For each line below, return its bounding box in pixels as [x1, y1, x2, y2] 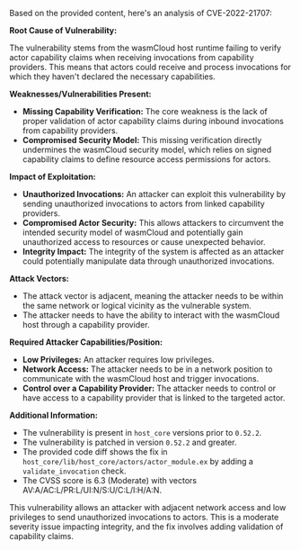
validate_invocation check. [22, 465, 127, 476]
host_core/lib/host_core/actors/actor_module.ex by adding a [22, 456, 254, 466]
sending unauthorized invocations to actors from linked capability [22, 198, 265, 209]
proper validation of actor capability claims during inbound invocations [22, 116, 285, 126]
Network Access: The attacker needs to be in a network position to [22, 364, 273, 374]
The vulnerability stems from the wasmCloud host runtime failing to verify [9, 42, 281, 53]
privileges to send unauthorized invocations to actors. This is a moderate [9, 512, 279, 522]
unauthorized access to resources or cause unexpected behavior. [22, 237, 267, 247]
